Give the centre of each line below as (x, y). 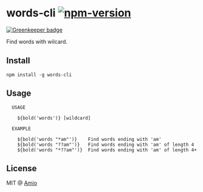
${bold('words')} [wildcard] (54, 118)
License (22, 168)
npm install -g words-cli (39, 75)
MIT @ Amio (22, 183)
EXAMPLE (22, 129)
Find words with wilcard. (37, 41)
